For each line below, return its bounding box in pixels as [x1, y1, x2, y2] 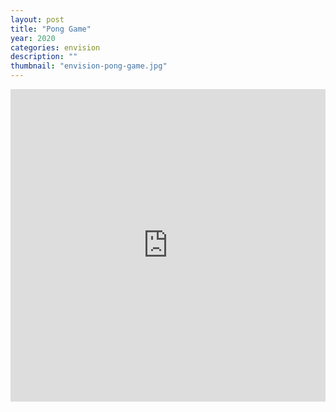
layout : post [10, 14, 65, 25]
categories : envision [10, 42, 101, 53]
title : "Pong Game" [10, 24, 92, 34]
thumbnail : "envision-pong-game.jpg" [10, 61, 168, 71]
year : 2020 [10, 33, 56, 43]
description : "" [10, 52, 78, 62]
